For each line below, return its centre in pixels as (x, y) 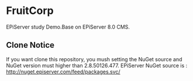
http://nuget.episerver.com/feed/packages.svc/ (63, 72)
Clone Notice (30, 45)
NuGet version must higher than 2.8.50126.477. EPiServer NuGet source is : (97, 65)
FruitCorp (30, 11)
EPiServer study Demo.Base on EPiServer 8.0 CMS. (68, 27)
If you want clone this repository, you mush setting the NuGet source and (94, 59)
